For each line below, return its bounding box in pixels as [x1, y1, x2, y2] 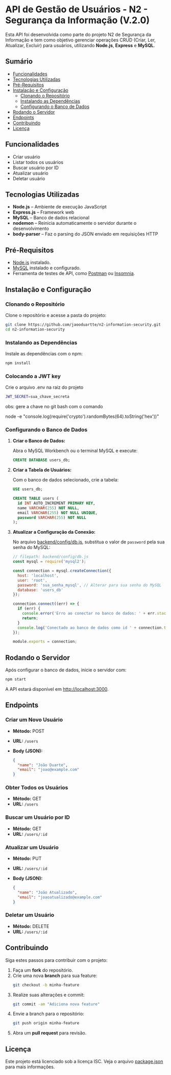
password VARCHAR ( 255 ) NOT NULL [17, 515, 86, 520]
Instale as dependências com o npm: [5, 350, 83, 356]
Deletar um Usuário [5, 912, 55, 919]
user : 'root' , [17, 578, 47, 583]
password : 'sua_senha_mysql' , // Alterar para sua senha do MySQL [17, 582, 162, 587]
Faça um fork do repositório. [12, 967, 73, 973]
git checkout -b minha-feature [12, 982, 80, 987]
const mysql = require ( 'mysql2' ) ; [12, 559, 86, 564]
